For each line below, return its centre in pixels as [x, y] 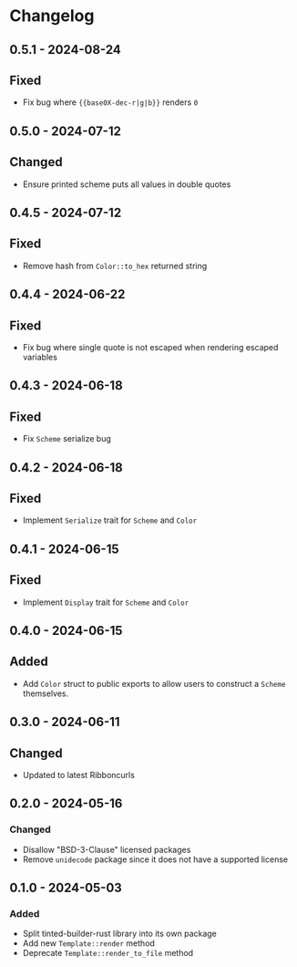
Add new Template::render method [88, 943]
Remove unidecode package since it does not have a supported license [155, 859]
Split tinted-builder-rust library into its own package [119, 934]
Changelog [52, 16]
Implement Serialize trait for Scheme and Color [110, 520]
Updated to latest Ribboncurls [78, 775]
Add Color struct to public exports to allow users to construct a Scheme [154, 683]
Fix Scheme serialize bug [67, 439]
